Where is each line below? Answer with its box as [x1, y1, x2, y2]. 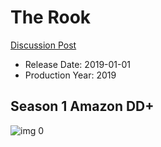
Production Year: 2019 [24, 69, 117, 81]
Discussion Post [10, 39, 77, 51]
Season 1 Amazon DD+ [10, 98, 155, 115]
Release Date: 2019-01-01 [24, 58, 132, 70]
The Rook [10, 6, 92, 29]
